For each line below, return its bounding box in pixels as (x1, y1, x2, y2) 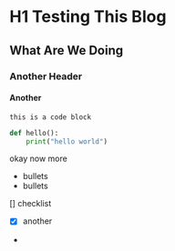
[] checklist (9, 198, 52, 209)
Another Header (9, 70, 83, 83)
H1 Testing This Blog (9, 6, 167, 27)
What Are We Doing (9, 43, 124, 58)
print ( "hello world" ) (26, 136, 108, 146)
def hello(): (9, 128, 59, 137)
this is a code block (9, 112, 92, 122)
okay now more (9, 153, 68, 165)
